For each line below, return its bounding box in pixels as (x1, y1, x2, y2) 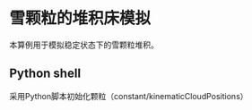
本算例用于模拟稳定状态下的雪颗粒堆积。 (9, 39, 159, 50)
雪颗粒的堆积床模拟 (9, 8, 152, 29)
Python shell (9, 66, 82, 81)
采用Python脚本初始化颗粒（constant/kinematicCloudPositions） (9, 90, 248, 101)
